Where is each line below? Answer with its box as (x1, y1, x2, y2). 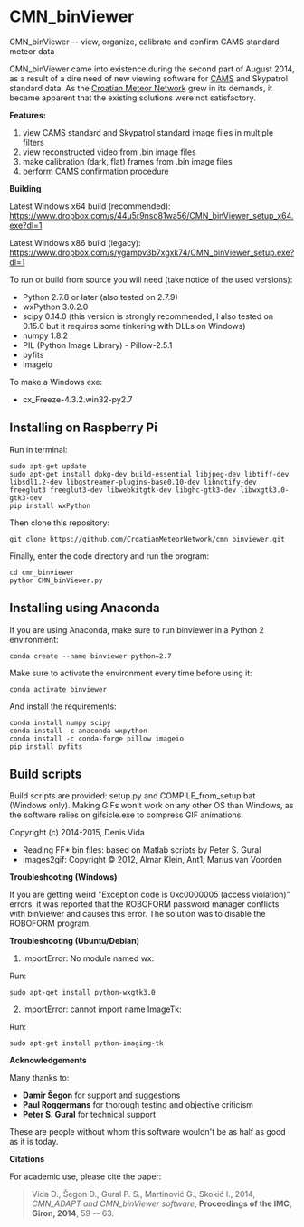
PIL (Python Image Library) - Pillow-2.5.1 (22, 339, 173, 350)
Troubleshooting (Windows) (9, 872, 118, 882)
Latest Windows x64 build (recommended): (9, 201, 171, 212)
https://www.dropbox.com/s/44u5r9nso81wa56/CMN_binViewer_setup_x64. (9, 210, 294, 221)
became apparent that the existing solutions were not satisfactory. (9, 92, 256, 103)
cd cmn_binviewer (9, 568, 75, 577)
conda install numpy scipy (9, 718, 111, 727)
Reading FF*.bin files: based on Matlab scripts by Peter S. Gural (22, 845, 261, 855)
